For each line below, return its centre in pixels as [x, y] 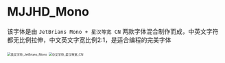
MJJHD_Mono [48, 12]
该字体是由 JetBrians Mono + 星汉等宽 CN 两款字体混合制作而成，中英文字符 [113, 31]
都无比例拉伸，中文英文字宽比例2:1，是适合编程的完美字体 [89, 40]
